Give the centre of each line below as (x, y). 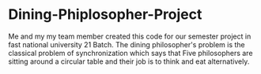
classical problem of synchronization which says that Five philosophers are (130, 53)
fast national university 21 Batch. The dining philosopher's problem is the (127, 44)
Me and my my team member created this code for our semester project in (130, 36)
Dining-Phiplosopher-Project (105, 15)
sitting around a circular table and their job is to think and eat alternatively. (129, 61)
